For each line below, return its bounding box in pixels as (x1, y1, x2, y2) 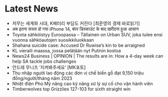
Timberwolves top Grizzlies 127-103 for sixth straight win (12, 86, 131, 92)
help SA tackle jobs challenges (12, 58, 76, 64)
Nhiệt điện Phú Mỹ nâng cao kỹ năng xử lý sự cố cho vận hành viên (12, 80, 153, 86)
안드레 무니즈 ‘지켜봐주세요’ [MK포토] (12, 64, 86, 70)
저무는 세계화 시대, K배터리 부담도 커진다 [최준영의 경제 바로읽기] (12, 20, 140, 26)
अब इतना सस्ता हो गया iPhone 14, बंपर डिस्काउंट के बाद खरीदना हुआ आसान (12, 26, 139, 32)
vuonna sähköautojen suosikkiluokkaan (12, 37, 94, 43)
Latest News (5, 3, 59, 15)
